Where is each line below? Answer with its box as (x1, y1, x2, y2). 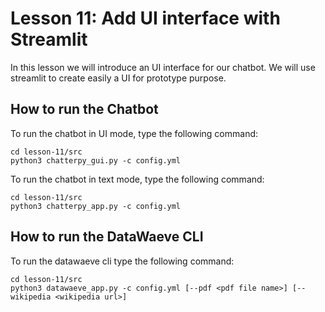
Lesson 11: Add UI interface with (10, 7, 281, 30)
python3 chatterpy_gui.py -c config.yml (10, 155, 182, 166)
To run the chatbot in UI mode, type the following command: (10, 127, 259, 139)
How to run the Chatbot (10, 101, 159, 118)
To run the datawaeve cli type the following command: (10, 255, 235, 267)
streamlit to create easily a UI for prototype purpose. (10, 72, 227, 84)
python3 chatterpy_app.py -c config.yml (10, 201, 182, 211)
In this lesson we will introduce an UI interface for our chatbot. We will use (10, 61, 316, 73)
